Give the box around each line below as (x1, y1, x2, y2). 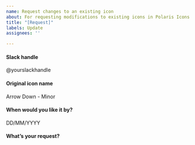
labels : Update (6, 25, 43, 31)
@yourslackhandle (6, 67, 51, 74)
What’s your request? (6, 133, 60, 140)
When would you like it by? (6, 106, 73, 113)
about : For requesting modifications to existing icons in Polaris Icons (6, 14, 190, 20)
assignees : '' (6, 30, 41, 36)
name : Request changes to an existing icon (6, 8, 114, 15)
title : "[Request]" (6, 19, 54, 25)
